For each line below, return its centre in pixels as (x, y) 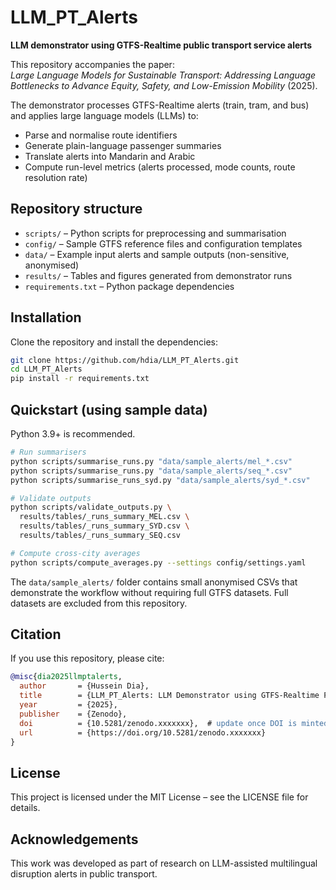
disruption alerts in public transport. (84, 874)
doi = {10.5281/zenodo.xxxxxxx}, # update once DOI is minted (174, 723)
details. (25, 808)
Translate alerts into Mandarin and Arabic (110, 156)
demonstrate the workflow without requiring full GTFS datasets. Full (149, 592)
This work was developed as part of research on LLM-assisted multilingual (164, 863)
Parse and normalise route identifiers (101, 135)
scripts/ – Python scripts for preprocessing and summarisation (155, 233)
